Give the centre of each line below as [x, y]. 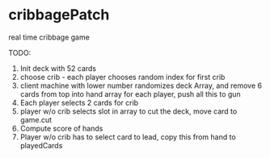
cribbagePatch [59, 15]
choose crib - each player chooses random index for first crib [122, 77]
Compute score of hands [61, 128]
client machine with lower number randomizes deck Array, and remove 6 [141, 85]
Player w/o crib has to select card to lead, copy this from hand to [128, 137]
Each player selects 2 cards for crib [79, 102]
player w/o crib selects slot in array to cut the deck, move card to [129, 111]
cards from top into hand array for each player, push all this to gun [130, 94]
